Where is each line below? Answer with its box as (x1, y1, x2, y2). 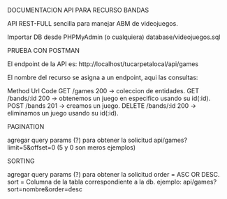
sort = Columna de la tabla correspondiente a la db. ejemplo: (7, 177, 182, 186)
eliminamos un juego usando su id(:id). (7, 109, 119, 117)
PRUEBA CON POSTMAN (7, 47, 80, 54)
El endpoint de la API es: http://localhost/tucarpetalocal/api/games (7, 60, 199, 68)
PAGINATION (7, 122, 45, 131)
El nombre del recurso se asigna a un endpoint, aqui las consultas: (7, 73, 198, 81)
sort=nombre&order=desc (7, 185, 82, 193)
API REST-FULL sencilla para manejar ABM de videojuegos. (7, 19, 178, 27)
